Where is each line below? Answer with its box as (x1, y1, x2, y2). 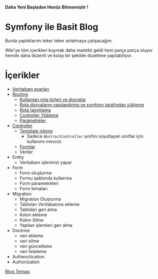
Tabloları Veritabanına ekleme (19, 201, 80, 207)
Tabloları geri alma (19, 207, 57, 212)
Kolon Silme (19, 217, 44, 223)
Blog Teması (5, 268, 30, 274)
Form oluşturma (19, 170, 52, 175)
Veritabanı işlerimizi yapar (19, 159, 72, 165)
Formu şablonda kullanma (19, 175, 72, 181)
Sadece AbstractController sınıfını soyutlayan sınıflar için (26, 133, 144, 139)
